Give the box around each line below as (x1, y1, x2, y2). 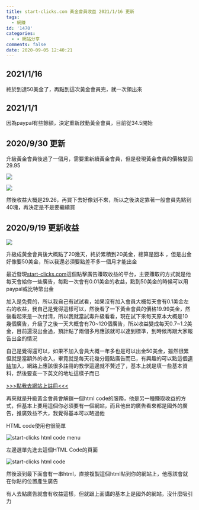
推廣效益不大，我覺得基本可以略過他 (16, 409, 105, 417)
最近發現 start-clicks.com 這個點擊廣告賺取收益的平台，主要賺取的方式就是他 (6, 270, 191, 277)
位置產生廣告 (26, 477, 58, 485)
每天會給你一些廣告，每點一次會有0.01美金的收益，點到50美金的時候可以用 (6, 278, 188, 285)
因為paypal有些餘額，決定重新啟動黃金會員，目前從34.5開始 (6, 120, 153, 127)
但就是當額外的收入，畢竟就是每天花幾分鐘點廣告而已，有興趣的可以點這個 (6, 355, 188, 361)
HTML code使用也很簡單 (6, 422, 66, 429)
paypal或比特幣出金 (6, 285, 54, 292)
